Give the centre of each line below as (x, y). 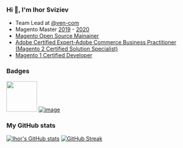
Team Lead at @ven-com (47, 23)
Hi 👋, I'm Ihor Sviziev (38, 10)
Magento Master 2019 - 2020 (52, 29)
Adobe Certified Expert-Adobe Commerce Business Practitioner (95, 43)
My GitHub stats (31, 125)
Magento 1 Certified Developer (54, 55)
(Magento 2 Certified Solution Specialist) (66, 49)
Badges (18, 71)
